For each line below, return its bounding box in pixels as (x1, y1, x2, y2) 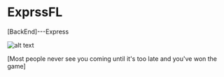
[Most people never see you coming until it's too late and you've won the (7, 54, 218, 63)
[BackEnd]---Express (7, 27, 69, 36)
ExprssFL (7, 4, 63, 20)
